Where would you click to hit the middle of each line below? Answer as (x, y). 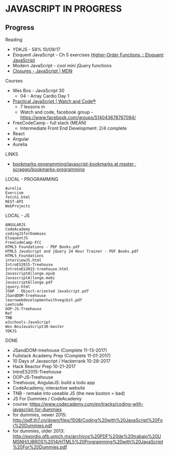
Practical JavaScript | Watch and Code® (54, 101)
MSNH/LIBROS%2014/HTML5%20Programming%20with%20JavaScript (88, 442)
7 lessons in (33, 107)
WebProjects (18, 206)
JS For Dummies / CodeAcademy (47, 399)
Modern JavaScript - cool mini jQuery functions (62, 66)
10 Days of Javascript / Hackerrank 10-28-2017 (62, 361)
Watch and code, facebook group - (57, 112)
